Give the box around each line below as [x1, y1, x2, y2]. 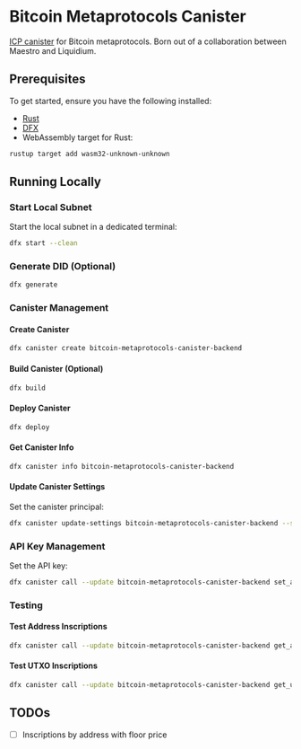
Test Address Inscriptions [9, 621, 107, 632]
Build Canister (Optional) [9, 363, 104, 374]
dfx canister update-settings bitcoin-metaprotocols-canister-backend [9, 518, 279, 527]
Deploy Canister [9, 402, 72, 414]
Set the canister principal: [9, 501, 105, 512]
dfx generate [9, 280, 58, 289]
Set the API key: [9, 560, 69, 571]
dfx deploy [9, 422, 50, 432]
